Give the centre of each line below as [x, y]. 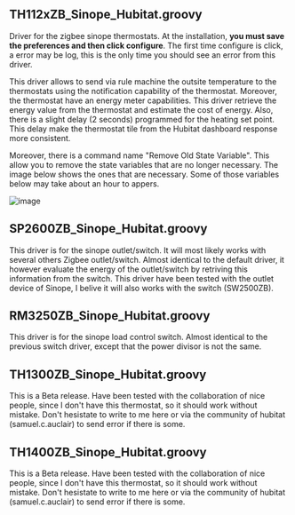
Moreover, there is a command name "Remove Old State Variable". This [140, 155]
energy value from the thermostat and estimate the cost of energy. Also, [141, 109]
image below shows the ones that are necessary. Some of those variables [144, 174]
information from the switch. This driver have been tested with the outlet [141, 278]
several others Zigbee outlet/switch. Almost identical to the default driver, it [147, 259]
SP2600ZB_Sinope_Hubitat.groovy [108, 229]
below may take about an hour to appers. [84, 183]
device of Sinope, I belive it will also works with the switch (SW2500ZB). [141, 288]
